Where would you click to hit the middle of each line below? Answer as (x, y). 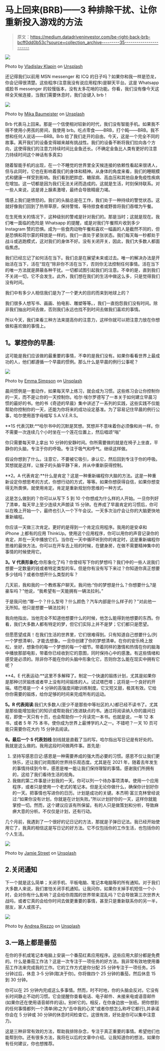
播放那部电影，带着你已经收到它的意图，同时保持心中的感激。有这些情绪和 (84, 653)
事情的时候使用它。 (25, 552)
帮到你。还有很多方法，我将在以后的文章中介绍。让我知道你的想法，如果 (82, 1038)
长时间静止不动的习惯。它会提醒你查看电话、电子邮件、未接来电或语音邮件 (80, 997)
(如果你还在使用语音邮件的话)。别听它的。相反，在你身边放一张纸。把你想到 (82, 1002)
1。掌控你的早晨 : (30, 343)
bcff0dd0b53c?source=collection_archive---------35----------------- (88, 42)
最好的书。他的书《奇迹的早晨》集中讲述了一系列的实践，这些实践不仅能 (87, 403)
